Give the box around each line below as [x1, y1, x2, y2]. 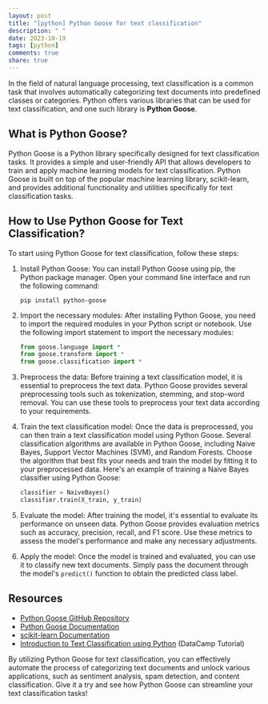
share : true [8, 57, 48, 65]
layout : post [8, 11, 52, 20]
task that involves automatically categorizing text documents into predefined [8, 87, 261, 96]
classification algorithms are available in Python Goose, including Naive [19, 439, 256, 449]
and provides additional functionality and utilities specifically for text [8, 182, 234, 192]
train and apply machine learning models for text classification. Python [8, 165, 242, 175]
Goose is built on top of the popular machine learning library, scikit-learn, [8, 174, 250, 184]
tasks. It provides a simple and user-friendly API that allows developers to [8, 157, 251, 167]
